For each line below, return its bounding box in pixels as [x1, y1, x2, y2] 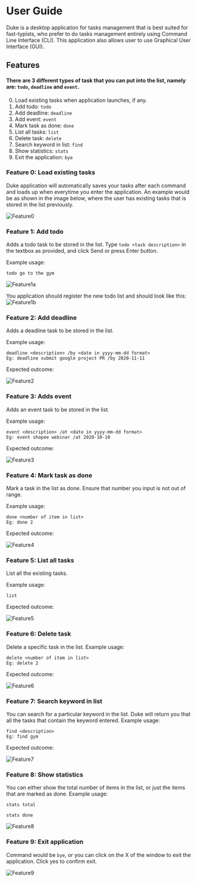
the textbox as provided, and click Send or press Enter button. [6, 247, 158, 255]
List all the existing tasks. [6, 570, 68, 577]
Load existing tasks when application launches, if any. [14, 97, 148, 104]
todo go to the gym [6, 270, 55, 277]
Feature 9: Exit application [6, 838, 84, 846]
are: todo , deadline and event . [6, 83, 80, 90]
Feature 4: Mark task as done [6, 471, 92, 479]
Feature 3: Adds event [6, 392, 71, 401]
